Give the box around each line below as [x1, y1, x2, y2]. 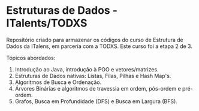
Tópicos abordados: [6, 54, 56, 61]
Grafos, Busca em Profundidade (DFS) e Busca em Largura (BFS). [14, 97, 178, 105]
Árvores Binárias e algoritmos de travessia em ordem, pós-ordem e [14, 85, 181, 92]
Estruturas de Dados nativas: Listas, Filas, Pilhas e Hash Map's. [14, 72, 171, 79]
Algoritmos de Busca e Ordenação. [14, 79, 102, 86]
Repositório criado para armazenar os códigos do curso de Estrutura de [6, 36, 184, 43]
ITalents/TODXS [6, 16, 88, 30]
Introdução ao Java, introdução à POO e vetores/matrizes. [14, 65, 159, 73]
